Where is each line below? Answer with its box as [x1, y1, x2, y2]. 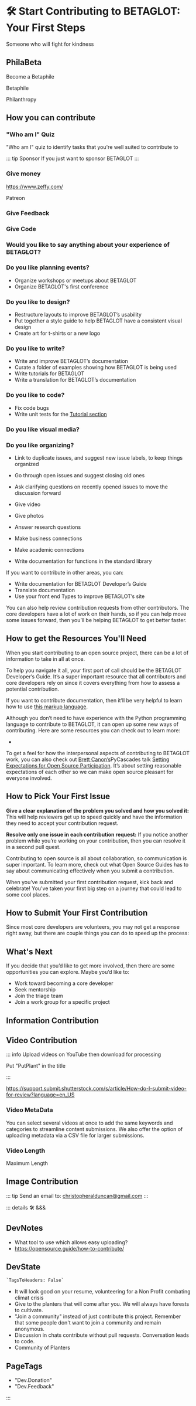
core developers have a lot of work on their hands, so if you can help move [6, 610, 187, 617]
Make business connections [14, 535, 82, 542]
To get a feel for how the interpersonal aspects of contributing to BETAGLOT [6, 749, 190, 756]
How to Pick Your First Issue [6, 792, 110, 802]
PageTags [6, 1361, 43, 1371]
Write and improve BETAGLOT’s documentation [14, 358, 129, 365]
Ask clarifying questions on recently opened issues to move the [14, 483, 169, 490]
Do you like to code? [6, 391, 65, 399]
